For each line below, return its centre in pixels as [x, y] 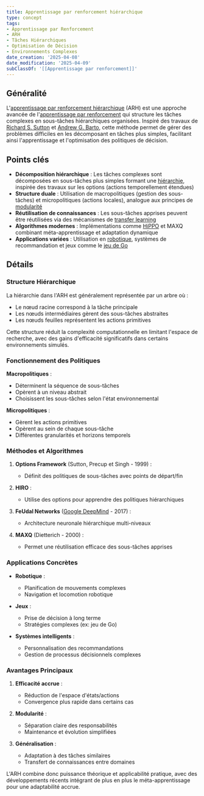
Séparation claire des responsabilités [71, 725]
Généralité [26, 93]
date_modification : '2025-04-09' [49, 63]
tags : [13, 23]
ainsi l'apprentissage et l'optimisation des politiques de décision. [87, 140]
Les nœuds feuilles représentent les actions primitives [83, 320]
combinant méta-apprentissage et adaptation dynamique [86, 233]
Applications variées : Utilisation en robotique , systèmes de [91, 239]
